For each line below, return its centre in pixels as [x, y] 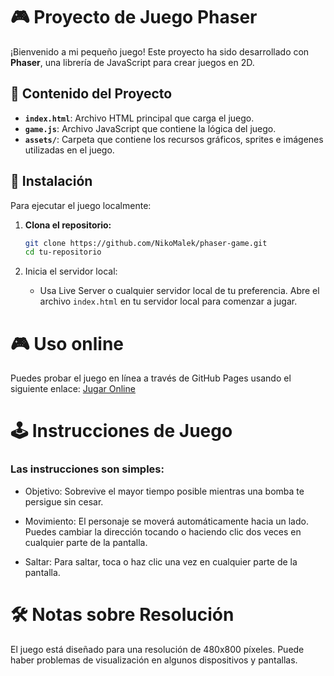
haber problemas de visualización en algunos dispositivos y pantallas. [154, 660]
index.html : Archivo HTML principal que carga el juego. [139, 118]
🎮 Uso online [67, 343]
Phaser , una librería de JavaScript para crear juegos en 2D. [132, 62]
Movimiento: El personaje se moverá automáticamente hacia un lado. [166, 521]
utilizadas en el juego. [69, 150]
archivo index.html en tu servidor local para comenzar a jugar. [168, 301]
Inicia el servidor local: [71, 271]
